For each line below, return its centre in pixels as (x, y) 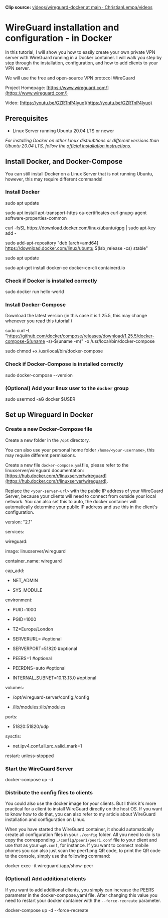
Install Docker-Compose (36, 305)
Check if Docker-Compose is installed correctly (64, 364)
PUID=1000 (24, 609)
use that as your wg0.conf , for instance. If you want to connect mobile (77, 845)
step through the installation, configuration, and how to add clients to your (81, 63)
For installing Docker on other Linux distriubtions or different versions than (82, 140)
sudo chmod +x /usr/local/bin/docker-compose (54, 351)
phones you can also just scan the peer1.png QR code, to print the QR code (83, 851)
